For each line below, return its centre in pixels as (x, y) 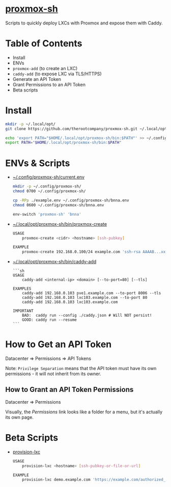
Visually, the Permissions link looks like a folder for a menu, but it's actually (84, 412)
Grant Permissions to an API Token (49, 84)
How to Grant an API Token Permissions (69, 390)
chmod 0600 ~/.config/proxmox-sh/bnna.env (58, 205)
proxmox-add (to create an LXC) (45, 68)
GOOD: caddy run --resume (50, 320)
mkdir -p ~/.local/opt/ (31, 124)
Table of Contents (44, 43)
